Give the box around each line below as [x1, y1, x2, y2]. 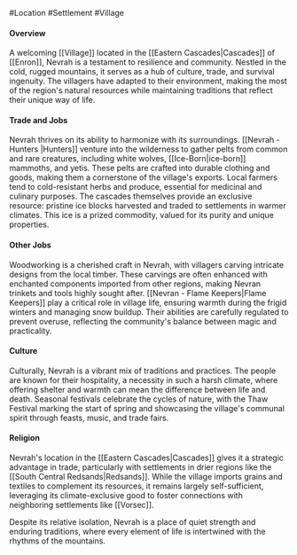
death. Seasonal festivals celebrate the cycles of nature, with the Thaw [9, 394, 269, 404]
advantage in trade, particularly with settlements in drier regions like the [9, 462, 272, 473]
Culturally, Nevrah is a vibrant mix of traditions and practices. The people [9, 365, 277, 376]
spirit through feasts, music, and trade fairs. [9, 412, 169, 423]
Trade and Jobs [9, 114, 68, 125]
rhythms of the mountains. [9, 535, 106, 546]
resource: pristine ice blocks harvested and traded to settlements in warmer [9, 200, 286, 211]
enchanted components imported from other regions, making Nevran [9, 278, 262, 289]
